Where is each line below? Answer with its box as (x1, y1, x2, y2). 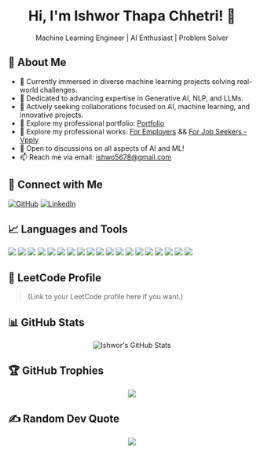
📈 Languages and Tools (8, 222, 128, 236)
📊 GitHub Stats (8, 316, 85, 329)
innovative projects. (19, 110, 84, 119)
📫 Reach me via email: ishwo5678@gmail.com (19, 152, 172, 162)
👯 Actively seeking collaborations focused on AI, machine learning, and (19, 101, 251, 111)
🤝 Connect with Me (8, 178, 104, 192)
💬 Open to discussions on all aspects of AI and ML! (19, 143, 185, 152)
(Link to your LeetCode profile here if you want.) (27, 292, 184, 302)
